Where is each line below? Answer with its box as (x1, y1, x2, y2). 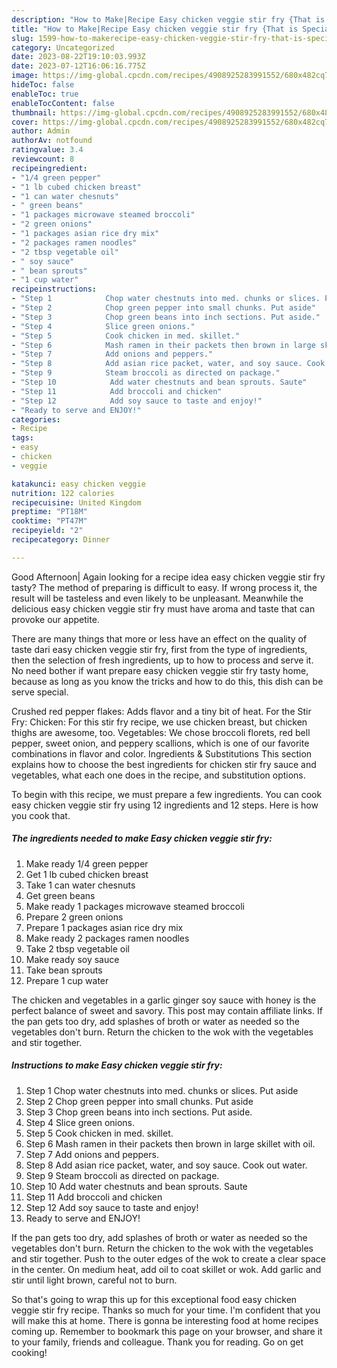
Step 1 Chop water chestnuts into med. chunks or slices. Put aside (25, 1084, 299, 1096)
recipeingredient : (11, 163, 88, 173)
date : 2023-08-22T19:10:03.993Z (11, 52, 146, 62)
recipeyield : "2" (11, 526, 84, 536)
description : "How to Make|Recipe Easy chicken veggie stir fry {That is (11, 14, 326, 25)
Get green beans (25, 889, 96, 901)
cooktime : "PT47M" (11, 516, 88, 526)
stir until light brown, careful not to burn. (11, 1274, 178, 1286)
